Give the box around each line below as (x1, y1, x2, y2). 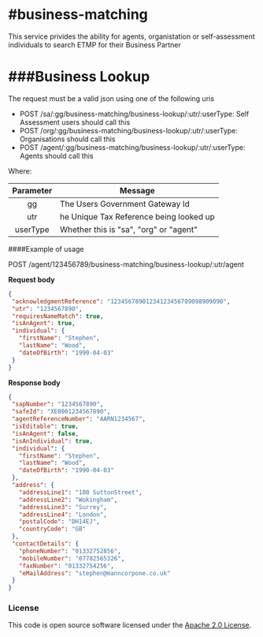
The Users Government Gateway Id (59, 198, 191, 209)
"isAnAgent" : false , (11, 429, 80, 437)
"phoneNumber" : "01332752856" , (18, 547, 122, 555)
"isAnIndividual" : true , (11, 437, 93, 445)
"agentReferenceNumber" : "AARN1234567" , (11, 415, 146, 423)
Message (119, 185, 155, 196)
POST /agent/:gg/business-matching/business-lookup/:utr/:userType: (19, 142, 246, 152)
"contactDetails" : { (11, 540, 80, 548)
